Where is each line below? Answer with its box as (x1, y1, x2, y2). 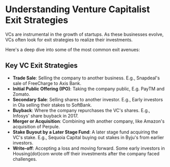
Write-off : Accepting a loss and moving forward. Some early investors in (12, 145, 165, 151)
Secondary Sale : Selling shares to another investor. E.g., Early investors (12, 96, 163, 102)
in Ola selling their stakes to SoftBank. (12, 102, 92, 108)
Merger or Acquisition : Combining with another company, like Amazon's (12, 118, 165, 124)
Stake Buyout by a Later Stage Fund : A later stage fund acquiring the (12, 129, 158, 135)
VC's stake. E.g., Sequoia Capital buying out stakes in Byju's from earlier (12, 134, 164, 141)
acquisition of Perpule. (12, 123, 60, 129)
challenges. (12, 156, 37, 162)
